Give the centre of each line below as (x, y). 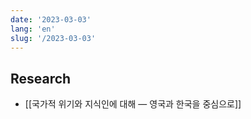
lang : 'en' (33, 29)
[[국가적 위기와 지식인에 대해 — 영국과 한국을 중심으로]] (133, 104)
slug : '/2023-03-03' (53, 38)
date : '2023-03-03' (51, 19)
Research (41, 78)
